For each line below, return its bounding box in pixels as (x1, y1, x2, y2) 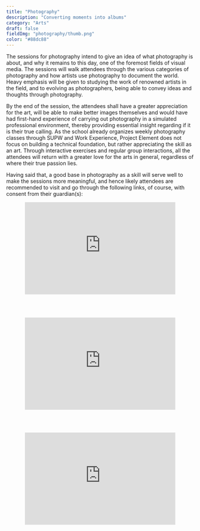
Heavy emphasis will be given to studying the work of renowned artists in (6, 78, 187, 85)
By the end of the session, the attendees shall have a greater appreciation (6, 103, 188, 109)
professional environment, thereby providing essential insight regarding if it (6, 122, 191, 128)
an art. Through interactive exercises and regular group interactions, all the (6, 147, 190, 154)
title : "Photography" (6, 8, 60, 15)
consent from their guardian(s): (6, 191, 83, 197)
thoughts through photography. (6, 91, 84, 98)
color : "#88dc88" (6, 36, 50, 42)
